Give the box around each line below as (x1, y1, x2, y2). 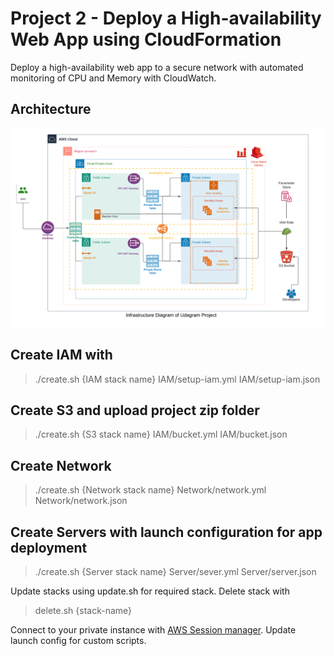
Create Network (10, 457, 112, 474)
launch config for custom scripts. (10, 634, 147, 646)
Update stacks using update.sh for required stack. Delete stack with (10, 585, 290, 597)
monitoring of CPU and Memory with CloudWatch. (10, 72, 217, 84)
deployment (10, 539, 88, 556)
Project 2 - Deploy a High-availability (10, 7, 322, 30)
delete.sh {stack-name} (34, 604, 133, 616)
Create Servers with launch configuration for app (10, 523, 323, 541)
